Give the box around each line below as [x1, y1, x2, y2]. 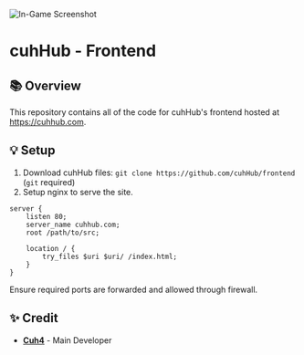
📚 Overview [9, 78, 82, 93]
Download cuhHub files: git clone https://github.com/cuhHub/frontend [22, 167, 296, 178]
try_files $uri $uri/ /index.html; [42, 252, 178, 261]
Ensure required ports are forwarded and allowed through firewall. [9, 284, 258, 295]
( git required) [22, 176, 76, 187]
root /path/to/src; [26, 228, 100, 237]
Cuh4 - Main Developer [22, 334, 112, 346]
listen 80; [26, 212, 68, 221]
